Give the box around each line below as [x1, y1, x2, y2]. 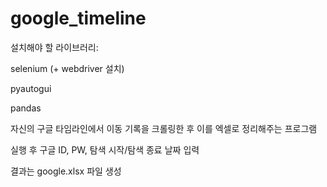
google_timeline [10, 7, 147, 30]
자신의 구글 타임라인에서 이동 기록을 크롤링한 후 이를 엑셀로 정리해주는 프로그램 [10, 122, 318, 134]
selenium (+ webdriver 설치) [10, 62, 125, 74]
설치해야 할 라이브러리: [10, 41, 99, 53]
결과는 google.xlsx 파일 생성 [10, 165, 122, 177]
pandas [10, 102, 42, 114]
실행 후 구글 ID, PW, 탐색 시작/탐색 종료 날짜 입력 [10, 143, 200, 156]
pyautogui [10, 82, 52, 94]
